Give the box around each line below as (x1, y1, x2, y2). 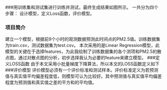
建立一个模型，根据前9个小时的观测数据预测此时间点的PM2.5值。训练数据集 (5, 36, 161, 42)
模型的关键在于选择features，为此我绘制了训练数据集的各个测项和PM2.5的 (5, 48, 158, 54)
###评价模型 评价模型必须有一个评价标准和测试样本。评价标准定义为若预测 (5, 67, 159, 73)
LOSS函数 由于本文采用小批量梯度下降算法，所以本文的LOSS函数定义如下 (9, 61, 160, 67)
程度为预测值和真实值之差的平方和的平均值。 (5, 80, 97, 86)
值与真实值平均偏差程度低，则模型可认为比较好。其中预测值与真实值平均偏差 (5, 73, 162, 79)
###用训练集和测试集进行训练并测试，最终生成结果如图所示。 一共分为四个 (5, 4, 159, 10)
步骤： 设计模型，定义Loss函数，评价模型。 (5, 10, 95, 16)
